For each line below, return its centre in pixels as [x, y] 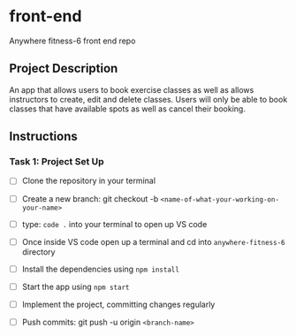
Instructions [43, 137]
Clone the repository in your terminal [89, 181]
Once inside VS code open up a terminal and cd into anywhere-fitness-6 [153, 241]
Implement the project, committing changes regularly [118, 304]
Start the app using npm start [76, 286]
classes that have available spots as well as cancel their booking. [127, 109]
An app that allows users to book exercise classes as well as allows [132, 89]
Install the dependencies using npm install [100, 269]
